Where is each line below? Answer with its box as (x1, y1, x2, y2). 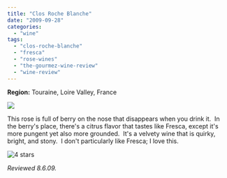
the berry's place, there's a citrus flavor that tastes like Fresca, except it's (7, 121, 219, 130)
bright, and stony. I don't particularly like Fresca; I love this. (7, 137, 180, 145)
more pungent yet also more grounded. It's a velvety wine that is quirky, (7, 129, 216, 138)
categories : (7, 23, 42, 30)
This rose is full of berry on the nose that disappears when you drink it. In (7, 114, 220, 123)
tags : (7, 36, 23, 43)
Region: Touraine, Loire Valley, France (7, 88, 117, 96)
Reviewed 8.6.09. (7, 163, 57, 172)
